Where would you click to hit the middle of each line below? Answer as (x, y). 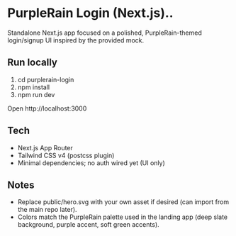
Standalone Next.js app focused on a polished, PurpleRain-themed (105, 33)
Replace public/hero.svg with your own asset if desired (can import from (123, 202)
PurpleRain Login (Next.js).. (90, 13)
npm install (34, 87)
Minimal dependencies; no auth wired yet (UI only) (91, 163)
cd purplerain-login (46, 79)
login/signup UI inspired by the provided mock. (76, 40)
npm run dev (36, 94)
